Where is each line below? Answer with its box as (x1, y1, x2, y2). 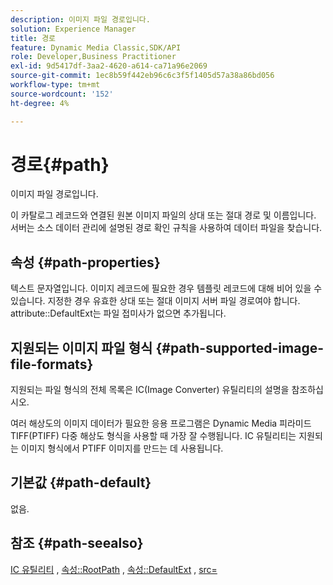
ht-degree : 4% (10, 98, 70, 108)
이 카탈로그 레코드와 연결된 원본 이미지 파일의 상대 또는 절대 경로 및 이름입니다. (10, 209, 317, 221)
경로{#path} (10, 153, 110, 176)
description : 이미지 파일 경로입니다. (10, 14, 151, 25)
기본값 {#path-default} (10, 474, 152, 491)
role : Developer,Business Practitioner (10, 52, 177, 62)
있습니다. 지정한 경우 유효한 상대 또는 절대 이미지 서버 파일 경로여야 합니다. (10, 295, 301, 307)
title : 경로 (10, 33, 57, 43)
